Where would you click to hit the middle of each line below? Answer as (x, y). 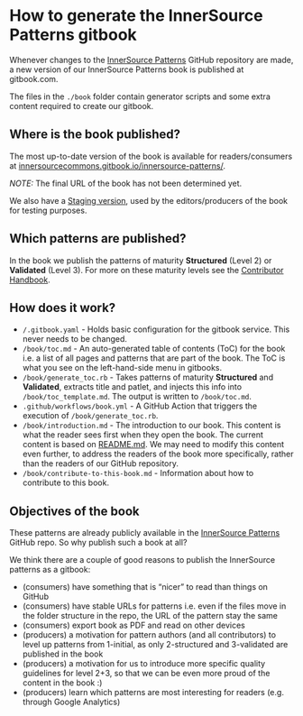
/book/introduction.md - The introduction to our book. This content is (151, 426)
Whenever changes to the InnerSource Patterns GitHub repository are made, (151, 60)
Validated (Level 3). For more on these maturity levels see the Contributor (147, 270)
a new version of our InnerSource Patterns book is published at (127, 69)
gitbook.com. (34, 78)
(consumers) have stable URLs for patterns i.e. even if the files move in (154, 606)
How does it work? (63, 308)
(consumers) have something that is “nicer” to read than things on (145, 587)
